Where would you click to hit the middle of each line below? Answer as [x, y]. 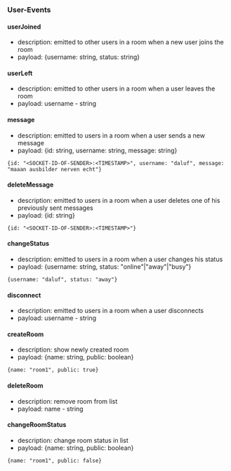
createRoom [26, 334]
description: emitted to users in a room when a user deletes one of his [119, 200]
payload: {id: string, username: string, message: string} [97, 150]
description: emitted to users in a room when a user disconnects [111, 311]
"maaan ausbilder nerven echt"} [54, 169]
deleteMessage [31, 185]
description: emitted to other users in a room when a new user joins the [120, 42]
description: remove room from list [67, 401]
